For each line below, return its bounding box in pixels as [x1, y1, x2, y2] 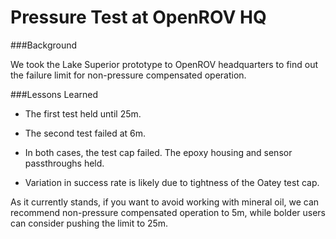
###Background [10, 39, 78, 51]
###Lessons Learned [10, 88, 99, 100]
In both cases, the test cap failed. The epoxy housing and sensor [24, 146, 293, 158]
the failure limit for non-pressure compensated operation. [10, 69, 247, 81]
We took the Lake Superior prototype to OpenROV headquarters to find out [10, 58, 318, 70]
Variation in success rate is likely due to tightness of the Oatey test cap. [24, 176, 320, 188]
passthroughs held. [24, 157, 105, 169]
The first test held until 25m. [24, 107, 142, 120]
